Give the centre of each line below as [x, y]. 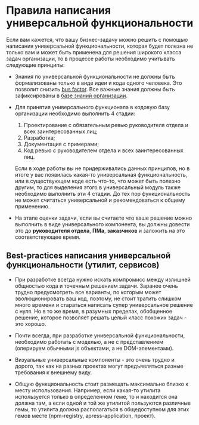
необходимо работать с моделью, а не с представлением [89, 341]
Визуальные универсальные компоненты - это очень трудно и [94, 359]
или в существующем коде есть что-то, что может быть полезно [97, 181]
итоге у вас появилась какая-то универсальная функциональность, [101, 174]
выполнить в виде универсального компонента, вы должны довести [102, 224]
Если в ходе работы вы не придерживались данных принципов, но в [102, 168]
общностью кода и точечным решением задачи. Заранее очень [96, 286]
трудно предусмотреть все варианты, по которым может [88, 292]
